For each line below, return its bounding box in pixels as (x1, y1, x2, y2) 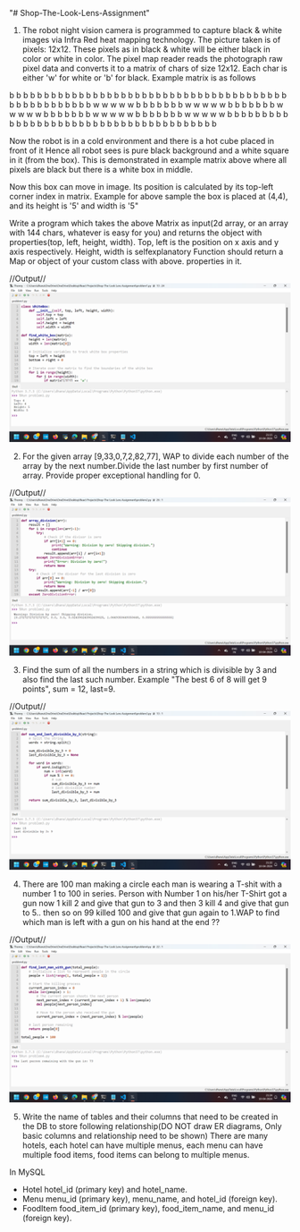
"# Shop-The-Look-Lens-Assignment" (9, 8, 150, 18)
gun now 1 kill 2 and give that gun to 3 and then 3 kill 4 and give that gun (21, 897, 289, 908)
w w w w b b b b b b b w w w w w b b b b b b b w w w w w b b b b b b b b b (9, 109, 288, 119)
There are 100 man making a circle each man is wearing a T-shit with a (21, 879, 283, 889)
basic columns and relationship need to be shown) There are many (21, 1131, 269, 1141)
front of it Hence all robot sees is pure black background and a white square (9, 145, 289, 156)
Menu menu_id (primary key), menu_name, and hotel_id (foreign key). (21, 1194, 279, 1204)
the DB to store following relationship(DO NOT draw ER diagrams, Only (21, 1121, 283, 1131)
